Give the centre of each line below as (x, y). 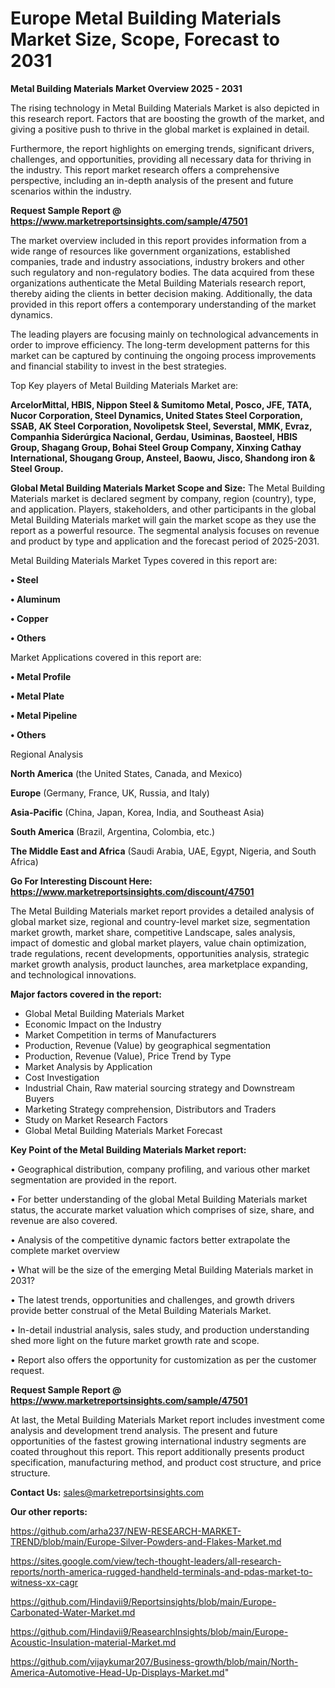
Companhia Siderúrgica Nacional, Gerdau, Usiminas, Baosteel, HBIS (154, 436)
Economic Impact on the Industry (93, 1024)
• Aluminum (35, 599)
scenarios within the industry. (71, 191)
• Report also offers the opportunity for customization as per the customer (163, 1359)
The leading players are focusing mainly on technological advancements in (164, 334)
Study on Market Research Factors (96, 1119)
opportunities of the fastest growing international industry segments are (158, 1441)
